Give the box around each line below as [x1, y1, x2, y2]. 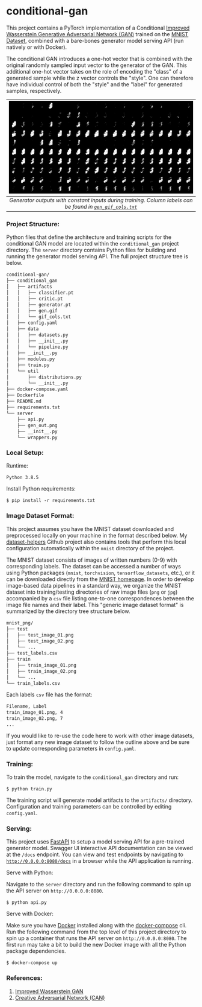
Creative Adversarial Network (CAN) [14, 994, 105, 1001]
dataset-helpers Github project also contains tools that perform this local [6, 538, 186, 545]
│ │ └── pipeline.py [6, 344, 69, 351]
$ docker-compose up [6, 960, 58, 966]
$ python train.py [6, 786, 52, 792]
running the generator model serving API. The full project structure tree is [6, 253, 188, 260]
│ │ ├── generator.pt [6, 302, 71, 308]
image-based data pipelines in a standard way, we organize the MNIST [6, 582, 182, 589]
